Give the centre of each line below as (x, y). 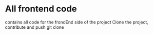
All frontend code (41, 9)
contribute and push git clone (35, 27)
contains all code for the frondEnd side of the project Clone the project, (77, 22)
